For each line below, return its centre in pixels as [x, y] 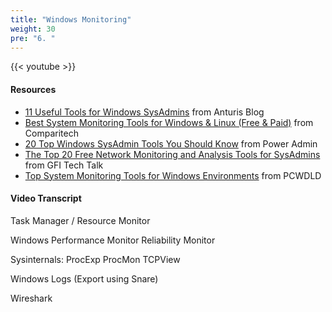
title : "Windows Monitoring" [71, 19]
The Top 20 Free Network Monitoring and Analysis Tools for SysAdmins [172, 154]
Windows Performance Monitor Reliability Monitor [113, 240]
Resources [33, 89]
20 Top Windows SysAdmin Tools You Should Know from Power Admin [171, 143]
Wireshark [31, 298]
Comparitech [51, 133]
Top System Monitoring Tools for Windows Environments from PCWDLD [173, 175]
